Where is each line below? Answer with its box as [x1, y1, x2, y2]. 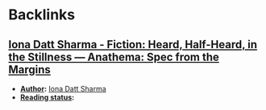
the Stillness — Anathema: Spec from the [8, 50, 220, 63]
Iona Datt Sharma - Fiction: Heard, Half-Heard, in [8, 38, 258, 51]
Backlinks [8, 6, 76, 24]
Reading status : [19, 92, 75, 102]
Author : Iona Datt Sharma [19, 84, 106, 93]
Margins [8, 63, 51, 76]
